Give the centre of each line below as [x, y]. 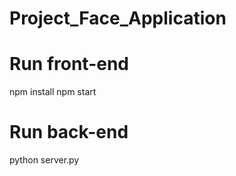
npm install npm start [53, 92]
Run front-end [69, 64]
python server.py [44, 160]
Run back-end [69, 132]
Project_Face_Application [118, 18]
